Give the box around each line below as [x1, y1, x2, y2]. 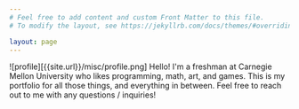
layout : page [9, 37, 58, 46]
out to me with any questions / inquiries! [9, 90, 157, 100]
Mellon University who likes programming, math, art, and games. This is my [9, 71, 286, 82]
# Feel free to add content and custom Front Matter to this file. [9, 12, 265, 22]
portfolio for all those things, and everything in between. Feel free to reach [9, 81, 282, 91]
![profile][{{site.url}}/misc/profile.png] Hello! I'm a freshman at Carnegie [9, 61, 273, 72]
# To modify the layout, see [9, 21, 117, 30]
